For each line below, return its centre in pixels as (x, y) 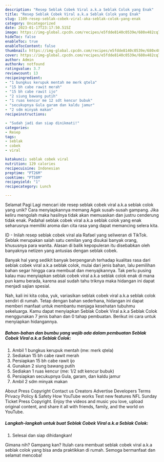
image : (12, 32)
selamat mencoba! (24, 455)
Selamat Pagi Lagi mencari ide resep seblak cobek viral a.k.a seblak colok (79, 205)
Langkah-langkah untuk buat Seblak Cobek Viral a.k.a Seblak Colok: (77, 423)
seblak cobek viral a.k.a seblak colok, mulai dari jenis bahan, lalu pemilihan (80, 265)
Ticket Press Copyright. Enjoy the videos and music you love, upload (74, 401)
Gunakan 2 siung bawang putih (43, 366)
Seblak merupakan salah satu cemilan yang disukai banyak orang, (72, 240)
